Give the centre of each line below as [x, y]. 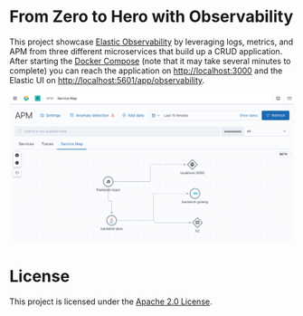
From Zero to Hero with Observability [151, 17]
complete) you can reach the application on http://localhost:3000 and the [146, 71]
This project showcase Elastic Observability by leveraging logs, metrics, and [151, 42]
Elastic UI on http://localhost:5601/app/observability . [107, 80]
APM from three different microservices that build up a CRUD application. [146, 51]
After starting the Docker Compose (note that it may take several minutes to [150, 61]
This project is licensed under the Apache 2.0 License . [111, 302]
